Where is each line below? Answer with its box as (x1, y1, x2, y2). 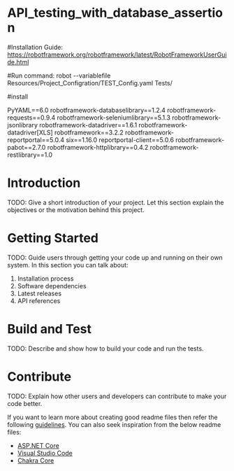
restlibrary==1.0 (7, 150, 53, 159)
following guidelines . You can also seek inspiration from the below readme (7, 420, 221, 428)
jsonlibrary (7, 120, 38, 129)
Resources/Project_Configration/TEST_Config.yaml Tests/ (7, 78, 173, 87)
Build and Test (7, 321, 92, 337)
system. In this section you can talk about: (7, 260, 129, 269)
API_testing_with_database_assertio (7, 5, 224, 21)
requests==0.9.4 (7, 113, 56, 122)
